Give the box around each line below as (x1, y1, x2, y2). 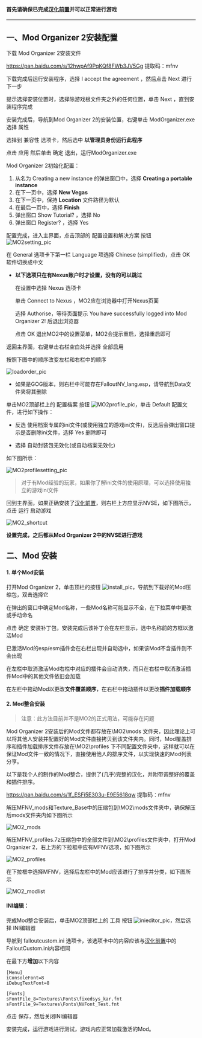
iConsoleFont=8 (6, 975, 44, 981)
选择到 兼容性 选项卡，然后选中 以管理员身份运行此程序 (6, 136, 142, 144)
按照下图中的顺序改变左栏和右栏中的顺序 (6, 356, 106, 364)
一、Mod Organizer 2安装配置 (6, 32, 118, 42)
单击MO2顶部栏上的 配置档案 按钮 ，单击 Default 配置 (6, 401, 182, 408)
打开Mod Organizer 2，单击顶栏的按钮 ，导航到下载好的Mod (6, 583, 186, 591)
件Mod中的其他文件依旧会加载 (6, 672, 81, 679)
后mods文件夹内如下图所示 (6, 811, 73, 818)
